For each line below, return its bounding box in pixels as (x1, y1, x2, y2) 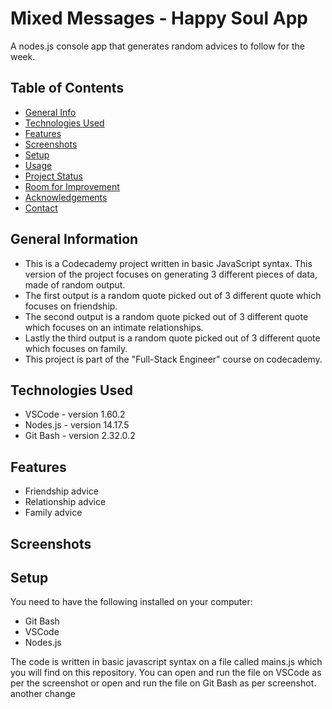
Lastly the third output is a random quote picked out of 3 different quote (24, 332, 321, 344)
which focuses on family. (24, 342, 128, 354)
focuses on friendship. (24, 300, 118, 312)
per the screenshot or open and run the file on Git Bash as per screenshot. (10, 677, 317, 689)
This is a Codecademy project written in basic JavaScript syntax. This (24, 257, 313, 269)
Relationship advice (24, 496, 107, 508)
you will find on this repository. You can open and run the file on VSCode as (10, 667, 322, 679)
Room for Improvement (24, 180, 120, 192)
